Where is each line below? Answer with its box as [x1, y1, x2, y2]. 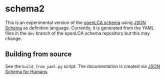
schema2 [5, 3, 45, 14]
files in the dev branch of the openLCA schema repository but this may [5, 30, 150, 36]
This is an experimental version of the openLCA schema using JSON [5, 19, 146, 25]
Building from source [5, 50, 72, 58]
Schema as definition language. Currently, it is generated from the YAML [5, 24, 154, 30]
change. [5, 35, 22, 41]
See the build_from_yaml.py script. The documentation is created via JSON [5, 63, 160, 69]
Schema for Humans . [5, 68, 49, 74]
